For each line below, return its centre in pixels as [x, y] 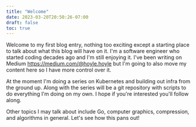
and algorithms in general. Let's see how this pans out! [73, 118]
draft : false [22, 22]
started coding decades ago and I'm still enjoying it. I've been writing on [94, 57]
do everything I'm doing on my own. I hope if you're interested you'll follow [97, 94]
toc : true [18, 28]
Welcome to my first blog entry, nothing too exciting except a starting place [98, 45]
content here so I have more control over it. [59, 70]
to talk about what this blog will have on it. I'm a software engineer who [93, 51]
